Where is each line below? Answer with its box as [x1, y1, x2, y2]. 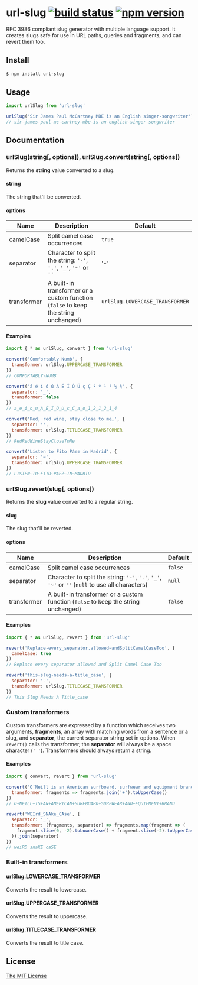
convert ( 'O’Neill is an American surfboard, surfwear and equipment [6, 784, 178, 790]
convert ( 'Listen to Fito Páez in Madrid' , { [6, 449, 117, 455]
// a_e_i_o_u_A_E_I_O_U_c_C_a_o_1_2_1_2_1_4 [6, 406, 117, 412]
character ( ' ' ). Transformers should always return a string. [6, 747, 152, 754]
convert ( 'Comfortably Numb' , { [6, 357, 83, 362]
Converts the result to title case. [6, 939, 84, 947]
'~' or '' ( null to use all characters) [47, 580, 148, 588]
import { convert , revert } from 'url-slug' [6, 773, 117, 780]
